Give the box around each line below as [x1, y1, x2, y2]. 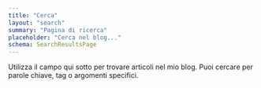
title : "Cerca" [8, 11, 58, 20]
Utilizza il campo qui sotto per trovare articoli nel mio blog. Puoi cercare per [8, 62, 254, 71]
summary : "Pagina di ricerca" [8, 26, 108, 34]
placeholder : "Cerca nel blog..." [8, 33, 122, 42]
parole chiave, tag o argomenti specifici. [8, 71, 139, 80]
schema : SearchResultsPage [8, 41, 97, 49]
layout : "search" [8, 19, 65, 27]
